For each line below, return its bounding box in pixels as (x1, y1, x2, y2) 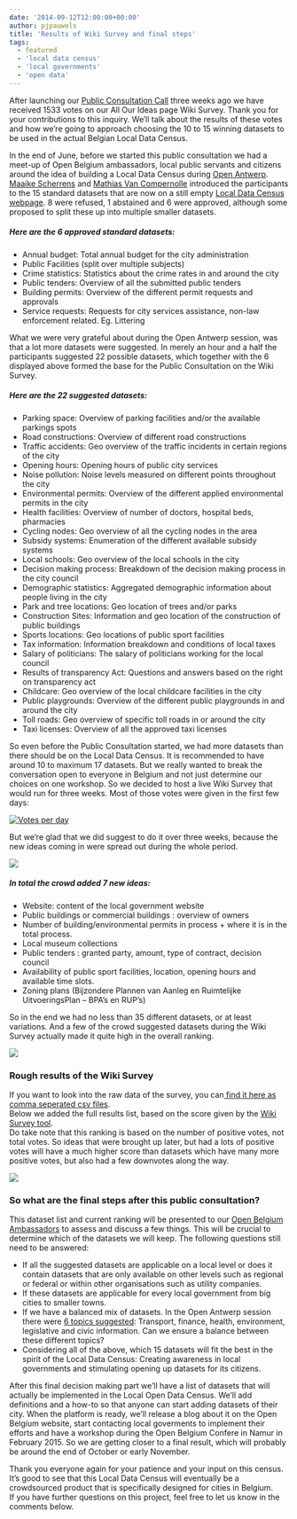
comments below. (9, 1501, 74, 1512)
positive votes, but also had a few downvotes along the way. (9, 1155, 230, 1166)
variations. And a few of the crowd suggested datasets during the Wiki (9, 1021, 267, 1031)
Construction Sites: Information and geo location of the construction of (21, 610, 281, 621)
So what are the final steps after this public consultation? (9, 1194, 261, 1206)
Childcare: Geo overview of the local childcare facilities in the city (21, 685, 262, 696)
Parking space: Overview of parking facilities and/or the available (21, 412, 261, 423)
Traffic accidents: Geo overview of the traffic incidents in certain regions (21, 441, 287, 451)
